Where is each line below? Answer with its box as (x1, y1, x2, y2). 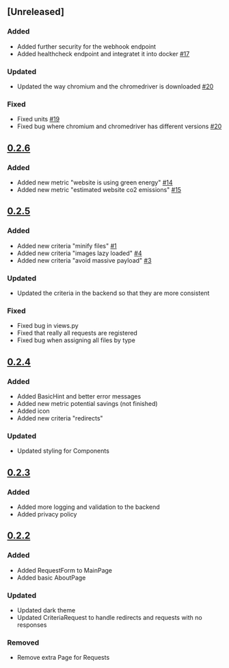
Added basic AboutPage (16, 573, 86, 582)
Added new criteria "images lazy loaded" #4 (16, 249, 142, 257)
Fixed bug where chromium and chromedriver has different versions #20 (16, 122, 222, 130)
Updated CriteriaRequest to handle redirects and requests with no (16, 613, 203, 621)
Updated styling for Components (16, 446, 109, 455)
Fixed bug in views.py (16, 322, 79, 330)
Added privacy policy (16, 510, 77, 518)
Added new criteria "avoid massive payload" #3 (16, 256, 152, 264)
